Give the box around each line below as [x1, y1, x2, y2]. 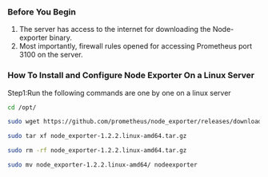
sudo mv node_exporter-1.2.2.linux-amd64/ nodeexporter [7, 161, 198, 169]
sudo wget [7, 118, 41, 126]
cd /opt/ [7, 103, 37, 112]
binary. [49, 33, 73, 42]
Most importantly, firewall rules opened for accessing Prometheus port [18, 41, 253, 51]
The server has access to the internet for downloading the [18, 25, 211, 34]
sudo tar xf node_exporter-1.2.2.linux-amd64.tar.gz [7, 132, 187, 140]
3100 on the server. [18, 50, 83, 60]
